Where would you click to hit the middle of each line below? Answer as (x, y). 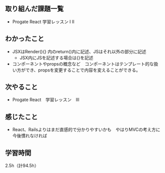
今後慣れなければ (30, 136)
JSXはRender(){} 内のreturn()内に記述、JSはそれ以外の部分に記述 (79, 51)
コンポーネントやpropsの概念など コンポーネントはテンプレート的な (83, 64)
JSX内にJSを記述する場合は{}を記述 (56, 58)
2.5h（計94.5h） (22, 166)
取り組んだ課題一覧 (34, 9)
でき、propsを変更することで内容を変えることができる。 (83, 70)
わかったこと (25, 39)
